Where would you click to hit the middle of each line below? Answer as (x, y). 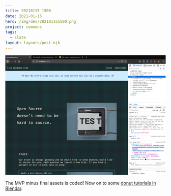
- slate (18, 38)
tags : (11, 32)
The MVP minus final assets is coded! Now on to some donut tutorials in (81, 183)
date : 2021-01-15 (24, 16)
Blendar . (14, 188)
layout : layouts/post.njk (33, 43)
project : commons (24, 27)
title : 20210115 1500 (28, 11)
